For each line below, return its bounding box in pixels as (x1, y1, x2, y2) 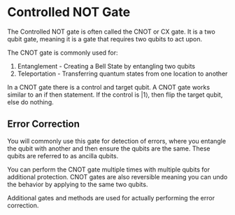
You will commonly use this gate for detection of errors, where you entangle (7, 137, 226, 145)
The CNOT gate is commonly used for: (7, 48, 118, 57)
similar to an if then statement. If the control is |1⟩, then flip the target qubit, (7, 90, 223, 99)
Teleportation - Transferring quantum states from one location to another (17, 69, 228, 78)
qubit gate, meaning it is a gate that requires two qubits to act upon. (7, 34, 203, 43)
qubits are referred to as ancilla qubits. (7, 151, 119, 160)
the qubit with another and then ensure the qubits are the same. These (7, 144, 211, 153)
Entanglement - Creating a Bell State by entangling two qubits (17, 62, 196, 70)
